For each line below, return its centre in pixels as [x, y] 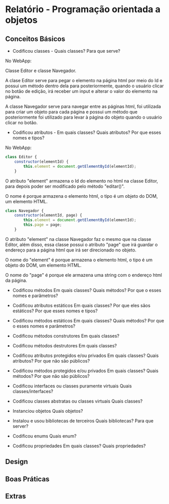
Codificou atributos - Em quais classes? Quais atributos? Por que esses [87, 132]
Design [17, 462]
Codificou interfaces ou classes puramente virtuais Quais [72, 386]
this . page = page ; [43, 225]
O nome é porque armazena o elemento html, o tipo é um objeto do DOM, [81, 196]
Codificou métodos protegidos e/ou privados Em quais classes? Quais [86, 371]
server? [20, 426]
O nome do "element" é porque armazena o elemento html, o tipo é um [79, 260]
